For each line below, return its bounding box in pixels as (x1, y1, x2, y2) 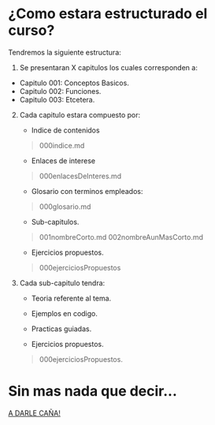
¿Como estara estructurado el (8, 5, 208, 23)
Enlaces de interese (31, 155, 96, 166)
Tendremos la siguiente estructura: (8, 47, 122, 57)
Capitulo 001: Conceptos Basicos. (19, 78, 130, 88)
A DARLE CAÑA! (8, 408, 61, 418)
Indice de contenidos (31, 125, 100, 135)
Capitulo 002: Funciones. (19, 86, 102, 95)
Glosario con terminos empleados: (31, 186, 143, 196)
